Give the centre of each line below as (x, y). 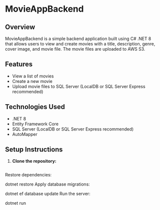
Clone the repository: (34, 161)
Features (19, 64)
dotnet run (16, 203)
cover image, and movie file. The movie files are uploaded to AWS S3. (75, 49)
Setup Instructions (34, 150)
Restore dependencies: (29, 175)
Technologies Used (35, 107)
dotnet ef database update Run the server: (48, 194)
